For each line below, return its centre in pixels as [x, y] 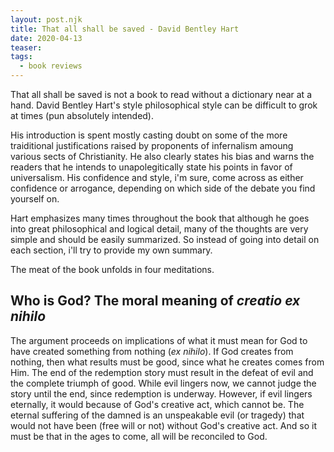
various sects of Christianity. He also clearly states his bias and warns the [162, 156]
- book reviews [51, 66]
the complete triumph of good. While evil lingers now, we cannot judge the [163, 383]
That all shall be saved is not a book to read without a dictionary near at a [161, 94]
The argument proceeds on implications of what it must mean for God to [159, 340]
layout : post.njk [46, 19]
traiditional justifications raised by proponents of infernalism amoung [152, 145]
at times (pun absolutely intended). [82, 115]
